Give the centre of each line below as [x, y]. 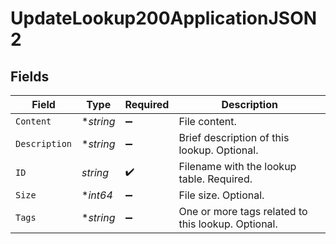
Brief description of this [234, 137]
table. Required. [215, 179]
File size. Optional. [221, 195]
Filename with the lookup [237, 166]
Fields [30, 76]
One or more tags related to [243, 211]
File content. [207, 121]
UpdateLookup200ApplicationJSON [164, 18]
